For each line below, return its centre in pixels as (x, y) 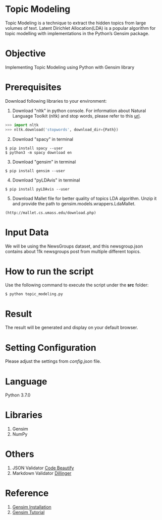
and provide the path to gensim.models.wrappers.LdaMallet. (74, 203)
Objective (26, 54)
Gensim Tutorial (28, 513)
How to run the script (50, 271)
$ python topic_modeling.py (34, 294)
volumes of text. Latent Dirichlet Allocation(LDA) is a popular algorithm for (81, 28)
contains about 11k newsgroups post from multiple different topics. (73, 251)
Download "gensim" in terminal (44, 162)
